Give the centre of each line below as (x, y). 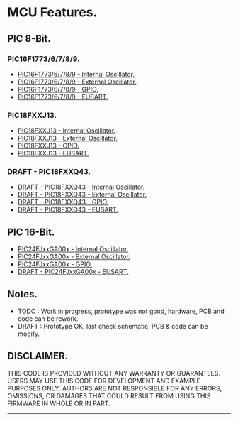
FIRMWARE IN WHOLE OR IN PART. (59, 403)
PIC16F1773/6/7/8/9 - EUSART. (63, 97)
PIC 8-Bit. (29, 39)
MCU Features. (52, 12)
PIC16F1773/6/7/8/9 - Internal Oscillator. (76, 74)
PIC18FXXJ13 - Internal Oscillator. (67, 131)
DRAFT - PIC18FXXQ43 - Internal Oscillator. (81, 187)
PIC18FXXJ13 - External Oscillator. (68, 138)
